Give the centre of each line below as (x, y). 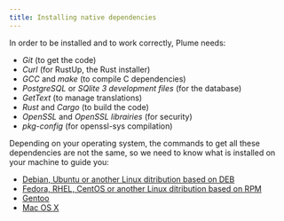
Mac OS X (40, 207)
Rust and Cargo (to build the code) (85, 107)
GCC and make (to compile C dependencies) (104, 79)
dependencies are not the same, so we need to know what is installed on (142, 153)
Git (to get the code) (59, 59)
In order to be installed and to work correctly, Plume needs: (118, 43)
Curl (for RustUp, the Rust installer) (86, 69)
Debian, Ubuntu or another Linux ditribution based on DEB (128, 179)
